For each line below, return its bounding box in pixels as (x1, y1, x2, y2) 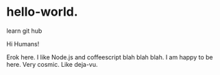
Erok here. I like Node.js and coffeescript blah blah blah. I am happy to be (6, 52, 213, 61)
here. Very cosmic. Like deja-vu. (6, 60, 98, 68)
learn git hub (6, 27, 42, 35)
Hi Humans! (6, 40, 40, 48)
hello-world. (6, 4, 78, 20)
